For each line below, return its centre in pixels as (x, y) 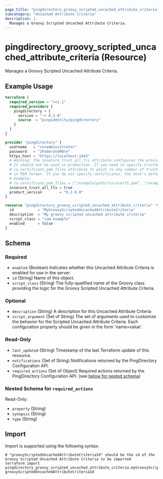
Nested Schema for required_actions (49, 389)
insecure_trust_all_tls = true (41, 188)
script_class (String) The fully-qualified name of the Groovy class (78, 283)
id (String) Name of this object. (43, 278)
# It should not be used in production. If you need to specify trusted (84, 165)
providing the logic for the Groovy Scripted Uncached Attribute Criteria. (83, 288)
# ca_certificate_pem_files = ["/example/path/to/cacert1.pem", (76, 183)
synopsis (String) (29, 414)
